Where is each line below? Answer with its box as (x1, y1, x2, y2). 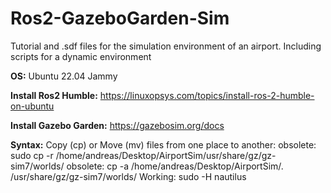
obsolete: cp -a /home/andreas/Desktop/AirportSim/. (66, 160, 284, 172)
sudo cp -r (10, 149, 54, 161)
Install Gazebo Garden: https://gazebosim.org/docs (10, 119, 225, 131)
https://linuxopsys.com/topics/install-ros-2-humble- (99, 89, 315, 101)
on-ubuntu (10, 100, 55, 112)
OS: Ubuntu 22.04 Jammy (10, 70, 118, 82)
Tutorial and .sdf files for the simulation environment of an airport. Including (10, 40, 322, 52)
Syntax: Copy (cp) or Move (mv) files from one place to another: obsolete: (10, 138, 317, 151)
